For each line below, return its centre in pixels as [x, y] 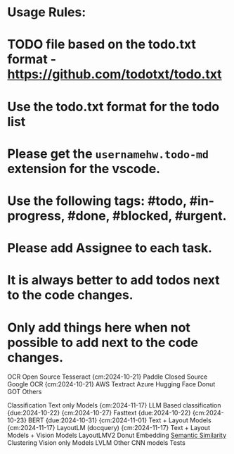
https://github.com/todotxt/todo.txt [115, 74]
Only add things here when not [99, 327]
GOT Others [25, 392]
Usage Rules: [47, 12]
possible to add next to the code [103, 342]
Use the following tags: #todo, [97, 201]
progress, [36, 216]
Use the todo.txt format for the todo [113, 107]
